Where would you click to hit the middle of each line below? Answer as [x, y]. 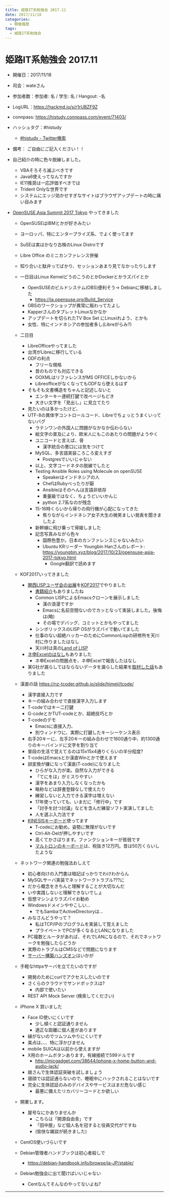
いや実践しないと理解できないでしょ [65, 892]
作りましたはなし [62, 641]
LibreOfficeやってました [52, 345]
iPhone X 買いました [41, 1006]
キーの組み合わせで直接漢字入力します [67, 701]
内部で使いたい [51, 989]
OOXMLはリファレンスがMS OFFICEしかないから [86, 377]
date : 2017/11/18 [23, 15]
